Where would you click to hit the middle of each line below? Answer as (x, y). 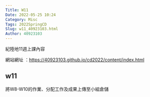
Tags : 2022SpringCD (26, 24)
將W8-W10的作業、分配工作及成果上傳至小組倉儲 (57, 89)
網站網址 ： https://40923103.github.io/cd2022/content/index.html (75, 60)
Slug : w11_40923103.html (32, 29)
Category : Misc (22, 19)
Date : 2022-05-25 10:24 (31, 15)
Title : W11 (17, 10)
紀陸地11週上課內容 (25, 49)
